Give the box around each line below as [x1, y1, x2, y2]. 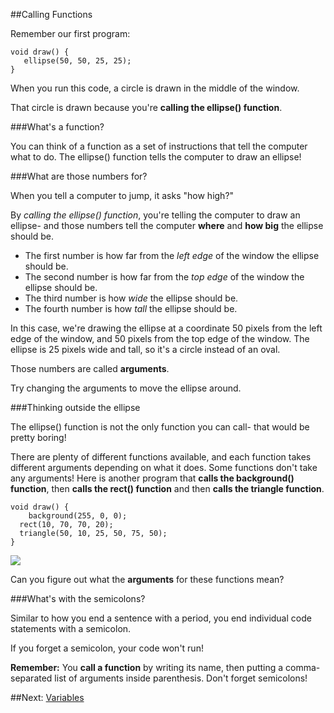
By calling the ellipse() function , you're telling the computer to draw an [10, 209, 301, 221]
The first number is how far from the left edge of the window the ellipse [24, 250, 320, 261]
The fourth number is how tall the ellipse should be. [24, 303, 238, 314]
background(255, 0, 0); [28, 511, 128, 521]
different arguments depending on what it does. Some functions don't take [10, 462, 318, 473]
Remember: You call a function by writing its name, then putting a [10, 662, 284, 673]
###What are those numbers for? [10, 170, 148, 182]
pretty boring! [10, 432, 67, 443]
